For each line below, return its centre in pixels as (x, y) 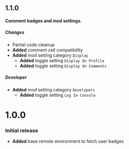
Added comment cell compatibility (48, 50)
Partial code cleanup (33, 45)
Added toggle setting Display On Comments (63, 66)
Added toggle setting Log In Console (58, 95)
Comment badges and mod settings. (43, 21)
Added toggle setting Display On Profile (62, 60)
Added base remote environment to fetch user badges (68, 142)
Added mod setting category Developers (54, 89)
